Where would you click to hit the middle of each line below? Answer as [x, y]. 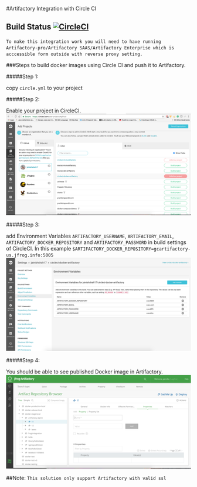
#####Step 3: [23, 224]
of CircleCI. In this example [39, 248]
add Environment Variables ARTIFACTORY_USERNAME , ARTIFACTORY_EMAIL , [90, 236]
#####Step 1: [23, 76]
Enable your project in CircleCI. [43, 111]
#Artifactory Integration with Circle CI [51, 9]
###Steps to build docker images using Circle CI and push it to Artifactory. [96, 65]
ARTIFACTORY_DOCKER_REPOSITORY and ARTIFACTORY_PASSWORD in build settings [96, 242]
